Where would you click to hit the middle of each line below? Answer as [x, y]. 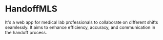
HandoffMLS [31, 9]
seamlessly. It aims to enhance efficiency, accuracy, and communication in [80, 27]
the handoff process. [26, 32]
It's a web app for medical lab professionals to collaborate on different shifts [82, 22]
